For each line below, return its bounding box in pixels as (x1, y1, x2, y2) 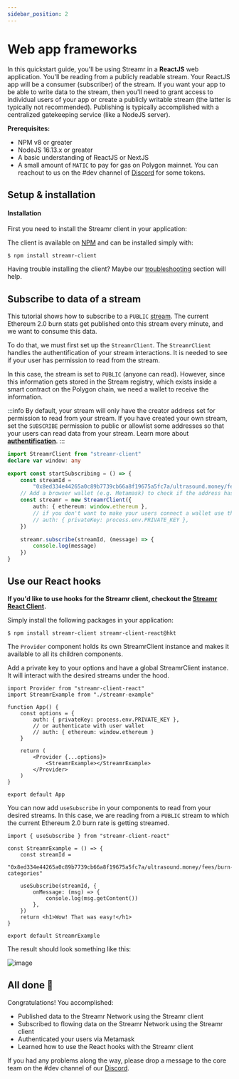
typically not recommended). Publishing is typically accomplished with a (7, 103, 219, 111)
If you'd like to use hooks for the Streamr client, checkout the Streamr (7, 594, 218, 603)
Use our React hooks (7, 576, 102, 588)
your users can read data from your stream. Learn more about (7, 429, 189, 437)
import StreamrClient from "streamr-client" (7, 450, 142, 457)
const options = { (20, 710, 75, 717)
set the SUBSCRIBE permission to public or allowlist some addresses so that (7, 421, 225, 430)
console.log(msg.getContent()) (45, 894, 139, 902)
